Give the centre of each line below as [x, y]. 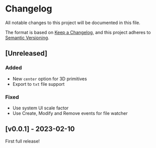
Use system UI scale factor [41, 108]
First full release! [23, 141]
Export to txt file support [38, 84]
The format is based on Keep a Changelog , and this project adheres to [78, 32]
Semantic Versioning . [27, 38]
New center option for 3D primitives [50, 79]
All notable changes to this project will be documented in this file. [73, 23]
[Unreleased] [26, 53]
